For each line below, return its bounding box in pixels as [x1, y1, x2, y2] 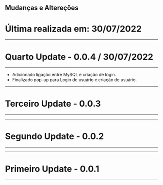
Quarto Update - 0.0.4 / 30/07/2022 [5, 51, 154, 62]
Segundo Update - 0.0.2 [5, 131, 104, 142]
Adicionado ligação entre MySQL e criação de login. [12, 72, 116, 78]
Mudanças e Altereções [5, 4, 79, 12]
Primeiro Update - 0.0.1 [5, 164, 99, 174]
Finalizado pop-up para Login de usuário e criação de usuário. [12, 77, 137, 83]
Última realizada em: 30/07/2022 [5, 23, 142, 34]
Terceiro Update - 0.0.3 [5, 99, 101, 109]
